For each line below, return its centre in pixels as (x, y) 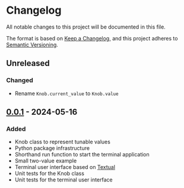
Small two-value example (46, 161)
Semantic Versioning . (32, 45)
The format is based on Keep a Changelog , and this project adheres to (92, 38)
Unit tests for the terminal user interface (64, 180)
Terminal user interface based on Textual (65, 167)
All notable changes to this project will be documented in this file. (86, 27)
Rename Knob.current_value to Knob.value (66, 93)
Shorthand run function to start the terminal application (82, 155)
